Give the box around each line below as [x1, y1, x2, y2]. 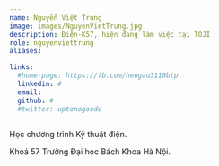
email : [17, 87, 42, 97]
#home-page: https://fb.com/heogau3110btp [17, 71, 179, 81]
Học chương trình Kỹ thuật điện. [9, 129, 127, 140]
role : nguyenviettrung [9, 38, 94, 48]
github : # [17, 96, 54, 105]
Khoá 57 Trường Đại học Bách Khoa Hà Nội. [9, 146, 171, 157]
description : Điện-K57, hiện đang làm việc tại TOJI [9, 30, 211, 39]
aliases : [9, 47, 42, 56]
